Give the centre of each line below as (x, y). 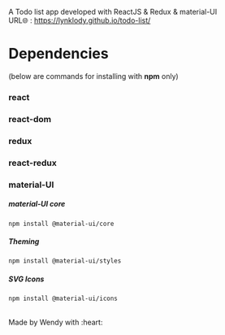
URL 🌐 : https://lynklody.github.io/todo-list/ (80, 20)
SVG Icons (26, 279)
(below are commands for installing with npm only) (93, 76)
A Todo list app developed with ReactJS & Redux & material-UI (113, 12)
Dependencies (58, 54)
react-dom (30, 119)
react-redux (32, 163)
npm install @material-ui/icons (63, 299)
